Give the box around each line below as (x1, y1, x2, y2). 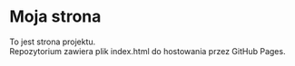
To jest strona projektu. (9, 36, 96, 47)
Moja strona (9, 6, 102, 27)
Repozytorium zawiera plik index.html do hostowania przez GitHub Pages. (9, 45, 286, 56)
